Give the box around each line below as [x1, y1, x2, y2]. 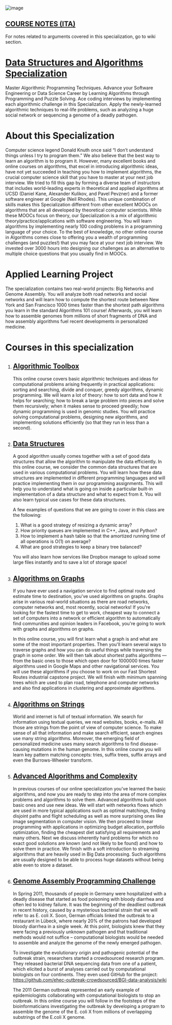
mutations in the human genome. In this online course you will [30, 746, 161, 752]
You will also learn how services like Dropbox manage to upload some [12, 554, 160, 560]
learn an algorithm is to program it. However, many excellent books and [5, 158, 156, 164]
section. [5, 38, 23, 45]
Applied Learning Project [5, 268, 114, 280]
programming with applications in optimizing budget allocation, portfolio [12, 824, 165, 830]
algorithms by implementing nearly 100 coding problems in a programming [5, 223, 163, 229]
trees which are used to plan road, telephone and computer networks [12, 680, 159, 686]
